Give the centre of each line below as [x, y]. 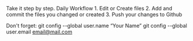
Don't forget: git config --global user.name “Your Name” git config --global [96, 26]
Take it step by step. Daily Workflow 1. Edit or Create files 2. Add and [89, 8]
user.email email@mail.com [39, 32]
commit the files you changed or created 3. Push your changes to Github [94, 14]
